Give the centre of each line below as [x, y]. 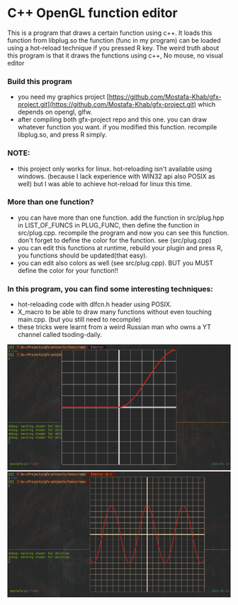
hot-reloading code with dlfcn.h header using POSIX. [95, 304]
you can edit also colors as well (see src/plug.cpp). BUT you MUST [115, 263]
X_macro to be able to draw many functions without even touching [115, 312]
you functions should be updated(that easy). [82, 255]
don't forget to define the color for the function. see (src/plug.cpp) [114, 240]
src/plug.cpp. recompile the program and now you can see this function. [123, 232]
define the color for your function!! [68, 270]
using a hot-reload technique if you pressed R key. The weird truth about [113, 48]
